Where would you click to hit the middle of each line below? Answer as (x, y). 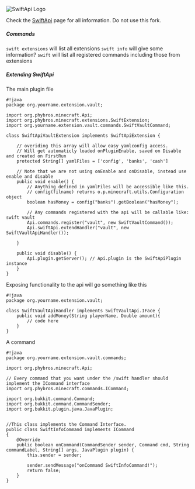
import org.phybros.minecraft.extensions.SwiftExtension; (78, 120)
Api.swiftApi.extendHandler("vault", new (78, 228)
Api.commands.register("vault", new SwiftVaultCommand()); (100, 222)
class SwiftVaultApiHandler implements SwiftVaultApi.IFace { (83, 311)
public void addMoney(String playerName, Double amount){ (88, 316)
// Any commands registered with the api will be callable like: (108, 212)
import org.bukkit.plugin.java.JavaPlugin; (60, 409)
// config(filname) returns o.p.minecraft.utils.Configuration (105, 192)
